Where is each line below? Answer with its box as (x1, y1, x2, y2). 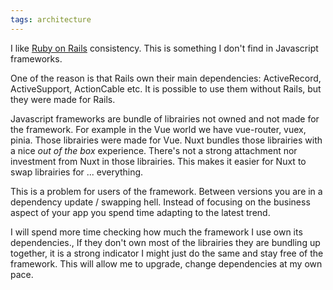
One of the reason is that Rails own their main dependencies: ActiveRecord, (10, 72, 322, 84)
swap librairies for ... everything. (10, 166, 144, 178)
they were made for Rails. (10, 93, 116, 105)
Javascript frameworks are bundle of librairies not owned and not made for (10, 112, 320, 125)
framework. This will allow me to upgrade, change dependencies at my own (10, 257, 323, 270)
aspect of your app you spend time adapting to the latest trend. (10, 206, 271, 218)
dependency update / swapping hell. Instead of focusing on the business (10, 196, 311, 208)
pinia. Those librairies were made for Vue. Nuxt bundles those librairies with (10, 134, 323, 146)
